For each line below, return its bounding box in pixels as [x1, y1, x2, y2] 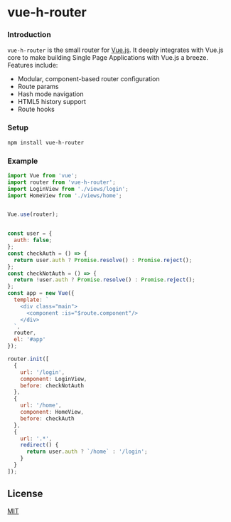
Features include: [7, 61, 58, 70]
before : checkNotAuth [20, 382, 84, 389]
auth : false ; [14, 236, 53, 244]
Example [7, 156, 38, 166]
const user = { [7, 230, 53, 237]
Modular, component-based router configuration [17, 75, 160, 83]
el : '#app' [14, 336, 46, 343]
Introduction [7, 30, 51, 40]
